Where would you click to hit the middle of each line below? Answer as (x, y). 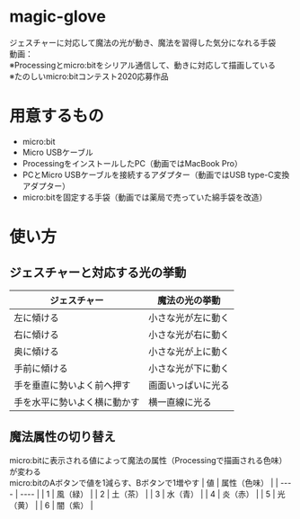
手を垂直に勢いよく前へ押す (72, 385)
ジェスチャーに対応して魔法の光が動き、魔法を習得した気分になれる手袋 (143, 42)
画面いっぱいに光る (189, 385)
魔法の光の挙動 (189, 300)
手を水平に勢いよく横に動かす (77, 402)
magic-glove (57, 17)
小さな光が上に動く (189, 351)
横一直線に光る (180, 402)
